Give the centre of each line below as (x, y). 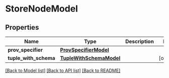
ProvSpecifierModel (84, 50)
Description (140, 42)
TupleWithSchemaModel (90, 58)
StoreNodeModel (41, 9)
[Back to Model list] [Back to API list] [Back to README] (63, 70)
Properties (22, 27)
